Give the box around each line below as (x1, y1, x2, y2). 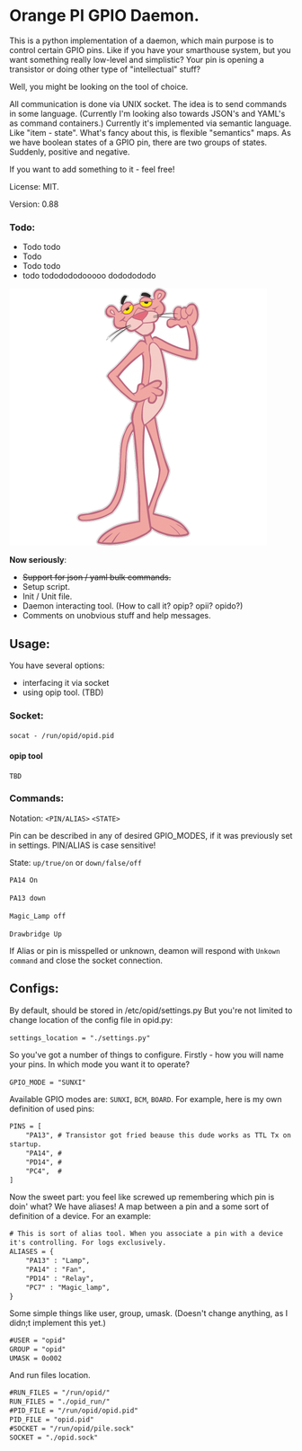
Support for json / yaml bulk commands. (22, 572, 172, 583)
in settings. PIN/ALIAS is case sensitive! (9, 840, 156, 850)
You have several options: (9, 660, 105, 671)
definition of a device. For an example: (9, 1210, 151, 1221)
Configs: (9, 981, 59, 996)
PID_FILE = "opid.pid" (9, 1415, 94, 1424)
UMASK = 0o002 (9, 1354, 63, 1363)
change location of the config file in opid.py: (9, 1014, 173, 1025)
